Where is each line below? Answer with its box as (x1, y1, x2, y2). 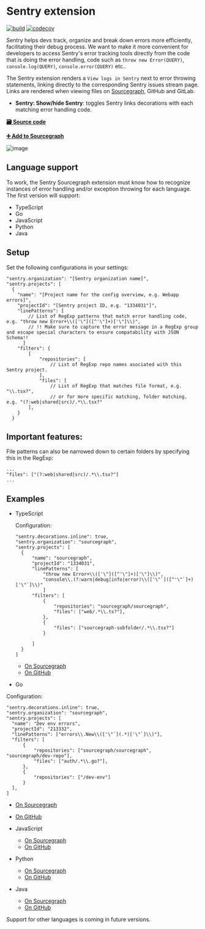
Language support (6, 162, 78, 173)
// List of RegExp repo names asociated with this (50, 361, 182, 367)
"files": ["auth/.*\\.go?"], (33, 759, 108, 765)
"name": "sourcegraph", (31, 555, 93, 562)
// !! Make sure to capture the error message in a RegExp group (28, 324, 199, 330)
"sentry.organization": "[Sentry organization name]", (6, 275, 149, 281)
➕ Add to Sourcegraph (6, 132, 64, 139)
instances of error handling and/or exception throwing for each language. (6, 185, 192, 193)
